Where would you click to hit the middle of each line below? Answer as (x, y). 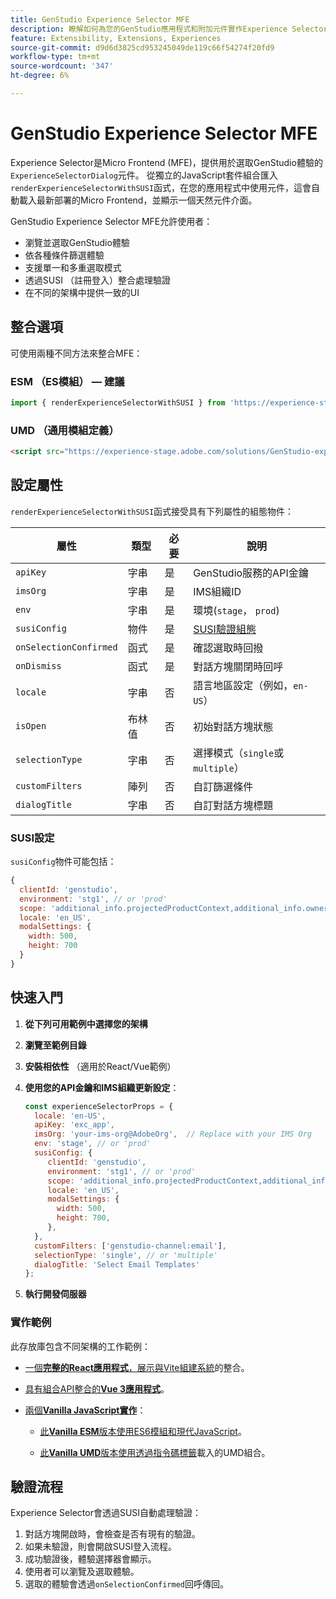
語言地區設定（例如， (243, 685)
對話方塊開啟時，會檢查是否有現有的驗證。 (112, 1534)
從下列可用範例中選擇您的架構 (86, 1023)
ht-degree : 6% (40, 76)
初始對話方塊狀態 (233, 726)
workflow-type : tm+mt (55, 57)
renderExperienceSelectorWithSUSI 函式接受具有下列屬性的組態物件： (152, 511)
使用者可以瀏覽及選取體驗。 (82, 1572)
